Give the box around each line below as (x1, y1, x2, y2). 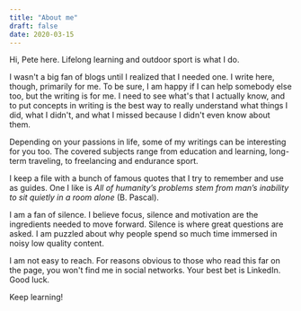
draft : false (9, 22, 58, 30)
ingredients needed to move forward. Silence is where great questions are (9, 219, 284, 229)
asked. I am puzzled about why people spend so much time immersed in (9, 229, 278, 239)
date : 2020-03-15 (9, 30, 75, 39)
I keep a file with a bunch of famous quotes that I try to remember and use (9, 173, 285, 184)
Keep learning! (9, 292, 64, 303)
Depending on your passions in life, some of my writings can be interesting (9, 136, 287, 148)
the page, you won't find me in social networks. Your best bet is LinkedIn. (9, 265, 281, 276)
